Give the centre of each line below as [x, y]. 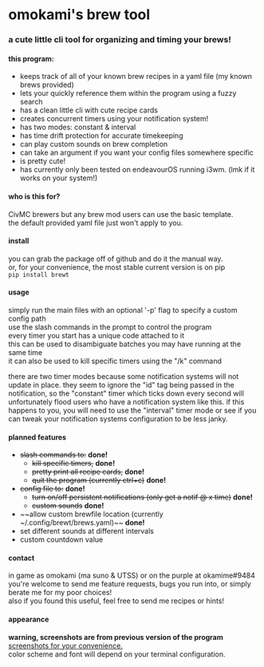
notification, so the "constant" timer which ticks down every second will [126, 393]
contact [22, 558]
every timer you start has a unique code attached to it [97, 335]
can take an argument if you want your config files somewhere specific [136, 152]
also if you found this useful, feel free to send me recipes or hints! [116, 601]
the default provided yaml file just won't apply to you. [96, 223]
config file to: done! [52, 489]
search [31, 102]
